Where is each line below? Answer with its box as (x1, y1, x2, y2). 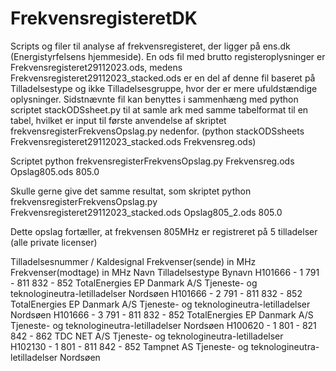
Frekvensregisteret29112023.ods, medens (10, 61, 183, 73)
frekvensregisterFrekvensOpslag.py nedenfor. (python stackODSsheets (10, 125, 305, 137)
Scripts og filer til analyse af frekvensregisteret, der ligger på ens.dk (10, 40, 291, 52)
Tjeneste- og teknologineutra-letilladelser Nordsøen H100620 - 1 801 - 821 (10, 319, 317, 331)
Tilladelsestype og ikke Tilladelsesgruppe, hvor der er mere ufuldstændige (10, 82, 318, 94)
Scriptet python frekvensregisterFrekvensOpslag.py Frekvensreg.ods (10, 155, 295, 167)
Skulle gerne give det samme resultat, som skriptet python (10, 185, 252, 197)
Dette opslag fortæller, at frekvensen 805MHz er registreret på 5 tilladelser (10, 225, 318, 237)
